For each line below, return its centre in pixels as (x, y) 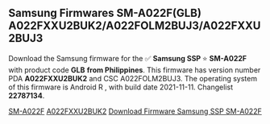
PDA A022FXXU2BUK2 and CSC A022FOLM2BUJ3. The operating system (133, 78)
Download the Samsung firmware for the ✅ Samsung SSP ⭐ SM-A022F (128, 58)
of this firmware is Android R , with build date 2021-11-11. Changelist (121, 87)
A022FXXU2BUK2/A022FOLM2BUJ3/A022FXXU (135, 26)
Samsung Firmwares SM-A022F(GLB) (105, 13)
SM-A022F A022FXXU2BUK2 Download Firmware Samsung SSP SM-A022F (135, 111)
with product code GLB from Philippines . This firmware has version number (135, 70)
